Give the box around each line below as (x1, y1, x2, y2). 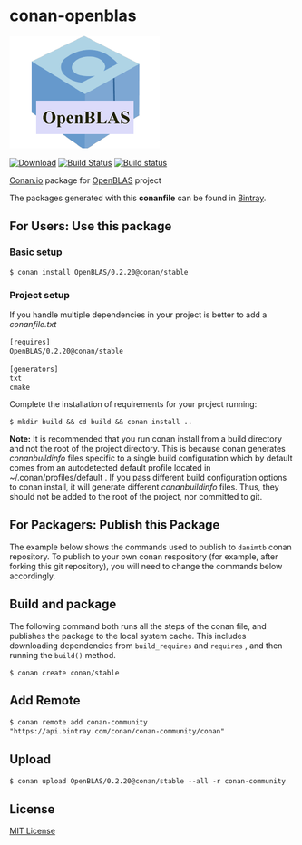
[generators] (9, 364, 59, 374)
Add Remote (9, 693, 81, 708)
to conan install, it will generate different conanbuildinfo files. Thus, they (9, 481, 279, 492)
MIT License (9, 825, 56, 836)
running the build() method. (9, 649, 116, 660)
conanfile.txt (9, 318, 57, 329)
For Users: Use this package (9, 219, 172, 234)
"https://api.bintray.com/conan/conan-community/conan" (9, 727, 225, 736)
